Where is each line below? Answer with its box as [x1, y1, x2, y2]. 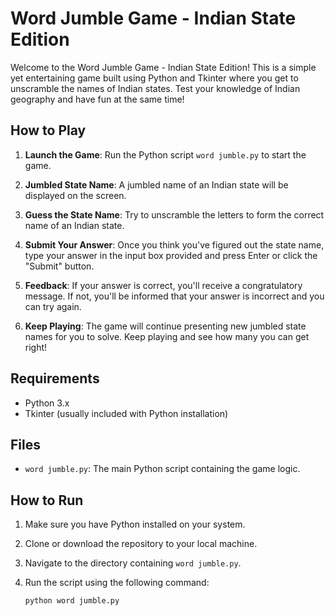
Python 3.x [24, 397, 70, 409]
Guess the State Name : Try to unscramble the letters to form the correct [24, 208, 325, 221]
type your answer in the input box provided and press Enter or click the [24, 249, 318, 261]
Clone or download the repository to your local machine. [24, 538, 258, 550]
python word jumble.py [24, 596, 120, 606]
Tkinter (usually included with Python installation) [24, 407, 229, 419]
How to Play [10, 122, 87, 139]
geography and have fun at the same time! [10, 93, 185, 105]
